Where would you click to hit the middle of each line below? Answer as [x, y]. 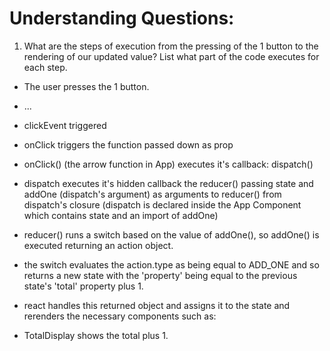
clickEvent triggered [65, 125]
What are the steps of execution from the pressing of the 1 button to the [171, 46]
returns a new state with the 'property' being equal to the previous [160, 275]
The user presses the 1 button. [86, 86]
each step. [45, 67]
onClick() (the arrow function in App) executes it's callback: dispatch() [168, 164]
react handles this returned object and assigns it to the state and [157, 305]
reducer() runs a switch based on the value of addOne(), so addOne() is [171, 234]
